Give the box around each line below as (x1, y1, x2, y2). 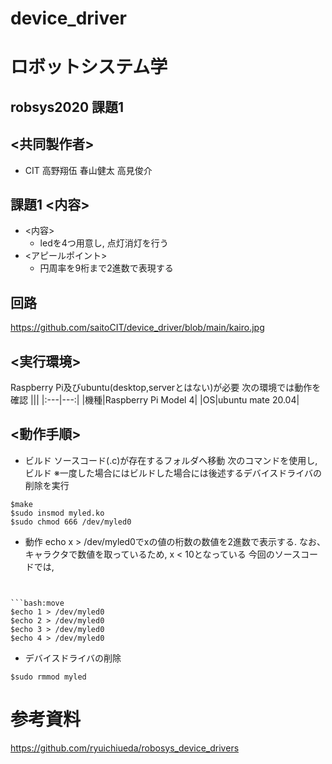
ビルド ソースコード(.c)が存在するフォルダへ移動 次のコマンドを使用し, (24, 454, 318, 466)
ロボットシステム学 (10, 56, 168, 79)
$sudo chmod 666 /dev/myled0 (10, 517, 132, 527)
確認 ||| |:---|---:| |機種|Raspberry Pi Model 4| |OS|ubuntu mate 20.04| (10, 394, 300, 406)
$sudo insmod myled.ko (10, 508, 105, 518)
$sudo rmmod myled (10, 672, 87, 682)
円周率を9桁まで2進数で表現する (39, 262, 174, 274)
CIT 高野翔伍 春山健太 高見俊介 (24, 164, 153, 176)
